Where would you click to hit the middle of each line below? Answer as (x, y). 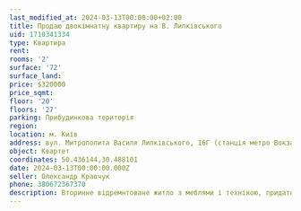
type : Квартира (38, 43)
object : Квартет (39, 151)
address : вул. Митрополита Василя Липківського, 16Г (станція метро (140, 143)
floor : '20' (31, 101)
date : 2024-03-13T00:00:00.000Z (69, 168)
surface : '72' (36, 68)
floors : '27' (34, 110)
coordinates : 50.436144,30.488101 (74, 159)
